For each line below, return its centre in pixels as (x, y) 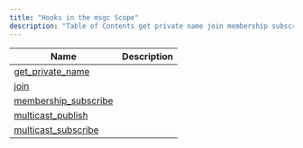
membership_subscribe (64, 100)
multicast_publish (51, 115)
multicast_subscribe (56, 129)
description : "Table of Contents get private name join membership (139, 26)
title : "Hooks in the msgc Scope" (74, 17)
